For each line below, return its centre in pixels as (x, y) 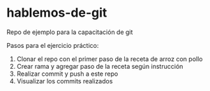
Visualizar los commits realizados (65, 81)
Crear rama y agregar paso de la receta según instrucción (100, 66)
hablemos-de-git (57, 13)
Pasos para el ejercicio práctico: (53, 45)
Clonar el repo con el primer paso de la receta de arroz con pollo (110, 59)
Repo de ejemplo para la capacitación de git (70, 32)
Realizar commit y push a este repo (67, 74)
